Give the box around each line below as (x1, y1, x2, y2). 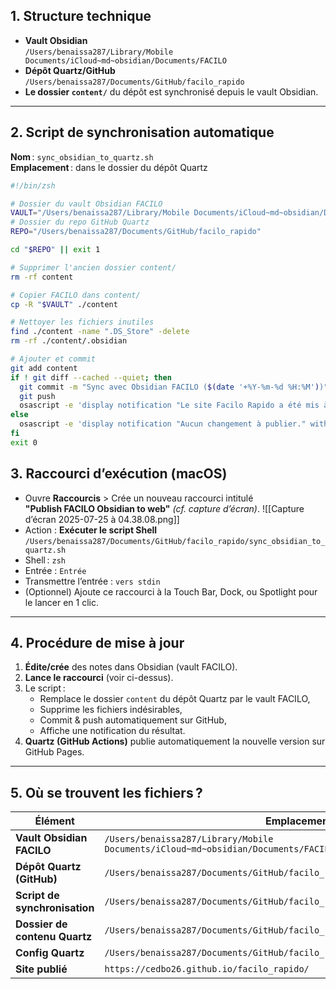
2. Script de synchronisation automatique (10, 124, 275, 141)
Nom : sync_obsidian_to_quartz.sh (10, 150, 154, 163)
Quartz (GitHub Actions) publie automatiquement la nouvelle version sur (24, 735, 326, 748)
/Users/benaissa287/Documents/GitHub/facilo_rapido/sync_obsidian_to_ (24, 536, 326, 546)
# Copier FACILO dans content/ (10, 290, 141, 300)
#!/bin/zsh (10, 180, 56, 191)
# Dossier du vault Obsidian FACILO (10, 199, 163, 209)
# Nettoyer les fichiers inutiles (10, 317, 155, 328)
